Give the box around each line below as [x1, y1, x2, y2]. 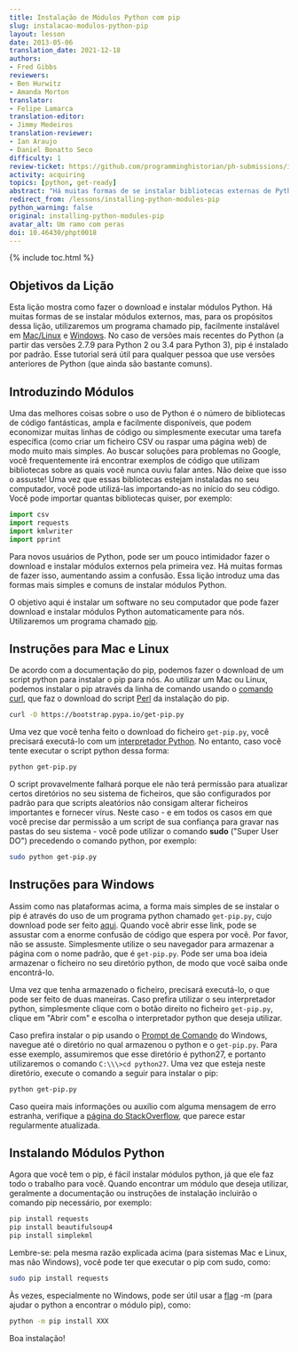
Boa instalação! [9, 1332, 66, 1343]
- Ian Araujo [9, 137, 58, 146]
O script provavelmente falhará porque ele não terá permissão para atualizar [9, 779, 288, 790]
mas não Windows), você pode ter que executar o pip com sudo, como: [9, 1257, 271, 1267]
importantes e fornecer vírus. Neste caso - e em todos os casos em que [9, 807, 273, 818]
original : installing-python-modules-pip [9, 211, 165, 221]
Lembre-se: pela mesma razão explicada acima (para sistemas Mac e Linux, [9, 1247, 287, 1259]
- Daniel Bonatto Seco [9, 145, 93, 154]
